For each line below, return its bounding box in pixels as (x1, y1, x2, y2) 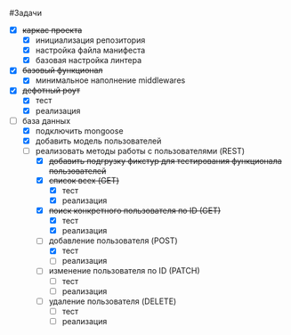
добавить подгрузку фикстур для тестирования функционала (48, 155, 282, 166)
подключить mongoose (35, 125, 124, 136)
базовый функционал (21, 65, 103, 76)
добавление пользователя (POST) (48, 235, 178, 246)
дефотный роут (21, 85, 81, 96)
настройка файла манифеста (35, 45, 146, 56)
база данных (21, 115, 71, 126)
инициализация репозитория (35, 35, 146, 45)
